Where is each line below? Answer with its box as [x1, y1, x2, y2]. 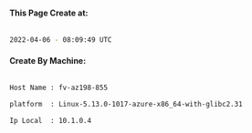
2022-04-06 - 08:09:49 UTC [9, 36, 112, 45]
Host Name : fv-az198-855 [9, 83, 108, 93]
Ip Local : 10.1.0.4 [9, 117, 92, 126]
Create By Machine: [9, 55, 87, 66]
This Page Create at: [9, 7, 89, 18]
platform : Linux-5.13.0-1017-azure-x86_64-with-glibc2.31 [9, 100, 244, 109]
